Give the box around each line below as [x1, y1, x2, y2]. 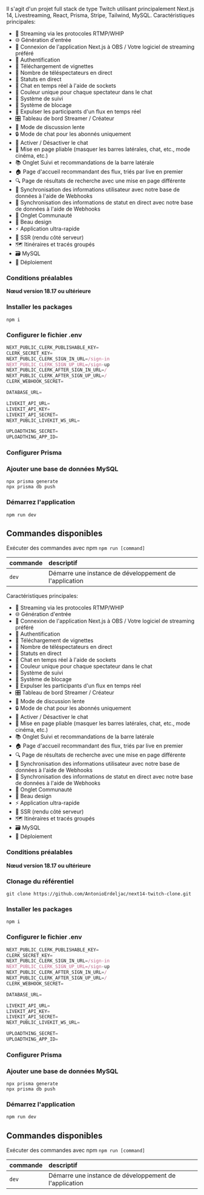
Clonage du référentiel [6, 877, 74, 885]
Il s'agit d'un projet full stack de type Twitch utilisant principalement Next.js [6, 5, 194, 12]
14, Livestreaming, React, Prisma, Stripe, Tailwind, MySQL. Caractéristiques [6, 12, 195, 19]
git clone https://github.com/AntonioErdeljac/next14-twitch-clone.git [6, 891, 191, 897]
